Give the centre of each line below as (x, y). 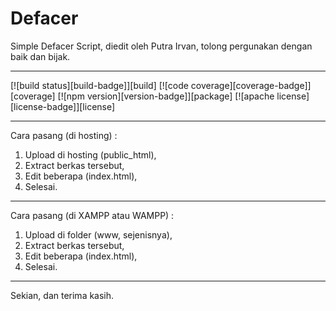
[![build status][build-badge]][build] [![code (99, 85)
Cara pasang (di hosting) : (64, 135)
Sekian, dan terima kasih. (62, 295)
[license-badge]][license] (63, 106)
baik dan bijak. (40, 56)
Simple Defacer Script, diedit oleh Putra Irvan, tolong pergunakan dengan (161, 46)
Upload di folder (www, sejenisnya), (98, 234)
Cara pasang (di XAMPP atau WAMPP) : (92, 215)
